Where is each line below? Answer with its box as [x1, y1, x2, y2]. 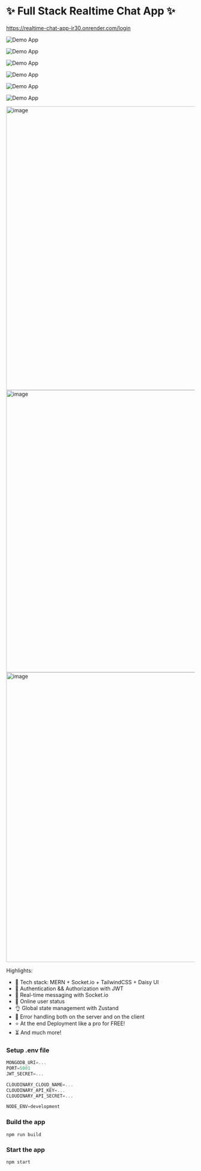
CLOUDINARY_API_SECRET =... [6, 1093, 74, 1099]
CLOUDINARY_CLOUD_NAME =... [6, 1082, 74, 1088]
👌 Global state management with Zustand [14, 1004, 118, 1011]
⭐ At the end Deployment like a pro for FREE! [14, 1020, 126, 1027]
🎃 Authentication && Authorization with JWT [14, 985, 124, 992]
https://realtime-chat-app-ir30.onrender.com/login [6, 24, 131, 31]
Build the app [6, 1118, 46, 1127]
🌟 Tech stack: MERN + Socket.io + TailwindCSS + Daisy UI [14, 978, 159, 985]
